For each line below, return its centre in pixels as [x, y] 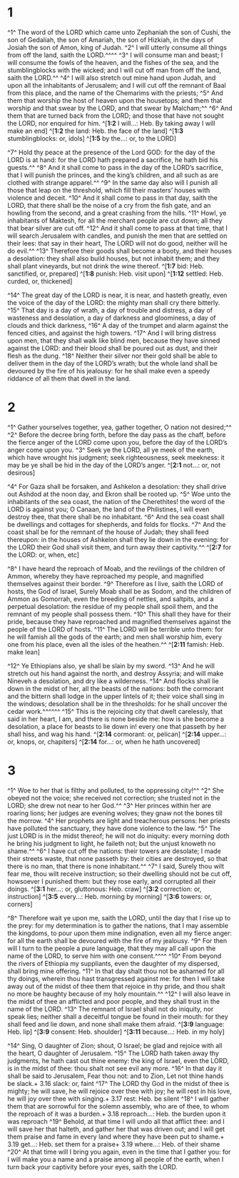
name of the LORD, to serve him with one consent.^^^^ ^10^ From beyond [115, 956]
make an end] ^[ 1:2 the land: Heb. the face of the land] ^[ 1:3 [95, 131]
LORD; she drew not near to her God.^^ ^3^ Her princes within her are [110, 805]
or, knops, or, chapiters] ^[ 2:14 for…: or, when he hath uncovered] [104, 741]
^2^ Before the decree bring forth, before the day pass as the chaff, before [117, 434]
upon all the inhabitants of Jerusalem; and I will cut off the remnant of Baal [117, 85]
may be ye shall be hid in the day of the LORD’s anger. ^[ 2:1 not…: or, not [114, 465]
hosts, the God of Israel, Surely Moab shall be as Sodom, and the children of [119, 591]
